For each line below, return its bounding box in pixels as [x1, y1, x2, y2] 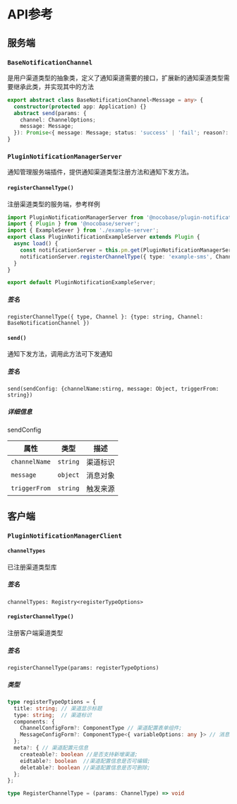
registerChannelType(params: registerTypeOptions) [7, 665, 159, 672]
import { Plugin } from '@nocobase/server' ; [7, 220, 140, 227]
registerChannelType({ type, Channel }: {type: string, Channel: [7, 314, 203, 321]
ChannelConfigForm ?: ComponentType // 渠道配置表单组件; [20, 725, 182, 732]
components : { [13, 718, 55, 725]
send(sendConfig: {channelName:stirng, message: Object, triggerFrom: [7, 386, 219, 393]
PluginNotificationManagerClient [7, 531, 122, 540]
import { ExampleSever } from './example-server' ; [7, 227, 159, 234]
